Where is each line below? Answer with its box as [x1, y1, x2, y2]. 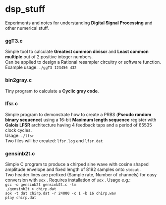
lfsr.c [5, 100, 18, 107]
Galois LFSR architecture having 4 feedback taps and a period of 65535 [5, 122, 152, 128]
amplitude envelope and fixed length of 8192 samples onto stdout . [5, 166, 142, 172]
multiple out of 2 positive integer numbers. [5, 54, 93, 60]
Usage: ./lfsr [5, 132, 35, 138]
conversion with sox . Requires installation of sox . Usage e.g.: [5, 177, 131, 183]
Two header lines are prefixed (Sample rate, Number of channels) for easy [5, 172, 157, 178]
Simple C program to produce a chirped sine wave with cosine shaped [5, 162, 149, 167]
